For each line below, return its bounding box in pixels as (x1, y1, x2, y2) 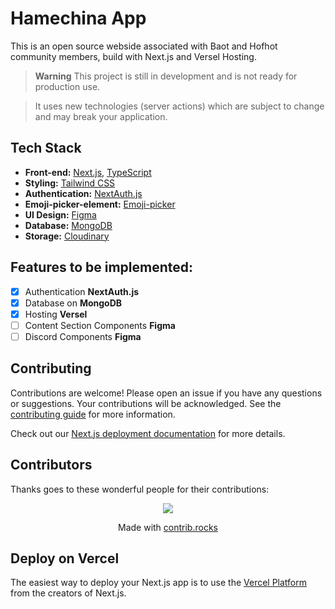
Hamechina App (10, 7, 147, 30)
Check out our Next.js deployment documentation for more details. (10, 427, 286, 439)
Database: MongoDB (24, 219, 113, 231)
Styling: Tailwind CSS (24, 177, 116, 189)
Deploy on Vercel (10, 550, 120, 567)
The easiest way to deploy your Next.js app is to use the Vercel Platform (10, 577, 308, 589)
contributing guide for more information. (10, 408, 176, 420)
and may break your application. (34, 110, 168, 122)
